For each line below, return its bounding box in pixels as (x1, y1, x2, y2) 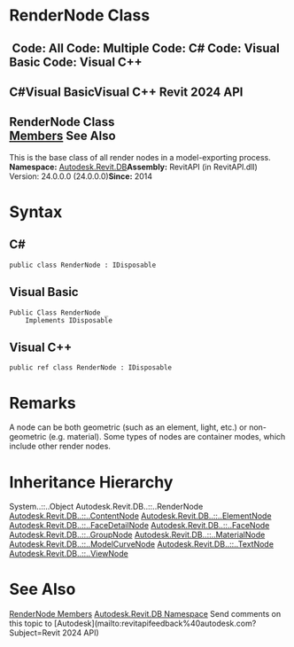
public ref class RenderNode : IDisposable (9, 363, 173, 372)
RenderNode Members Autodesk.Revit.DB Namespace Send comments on (9, 609, 282, 620)
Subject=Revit (9, 628, 60, 638)
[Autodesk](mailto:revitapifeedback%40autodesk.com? (54, 618, 257, 629)
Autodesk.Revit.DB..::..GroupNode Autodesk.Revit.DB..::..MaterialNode (9, 529, 266, 541)
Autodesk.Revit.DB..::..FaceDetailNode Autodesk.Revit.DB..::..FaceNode (9, 520, 270, 531)
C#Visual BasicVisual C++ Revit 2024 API (9, 84, 244, 99)
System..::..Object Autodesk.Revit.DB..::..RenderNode (9, 502, 204, 512)
